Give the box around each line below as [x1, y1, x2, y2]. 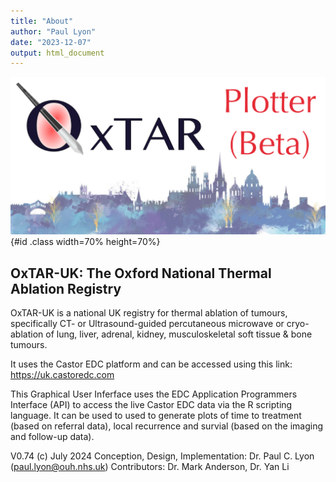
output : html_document [10, 48, 105, 58]
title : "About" [10, 16, 74, 26]
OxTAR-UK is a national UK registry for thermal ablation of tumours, [10, 307, 288, 319]
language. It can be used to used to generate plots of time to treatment [10, 410, 302, 422]
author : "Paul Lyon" [10, 26, 97, 37]
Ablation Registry [10, 280, 122, 297]
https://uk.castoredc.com [10, 369, 115, 381]
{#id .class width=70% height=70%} [10, 236, 161, 248]
